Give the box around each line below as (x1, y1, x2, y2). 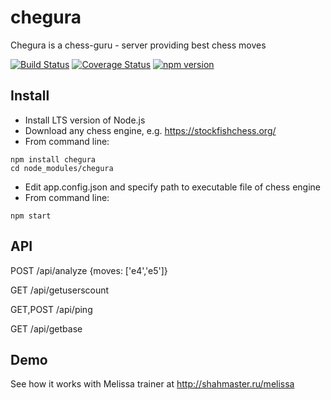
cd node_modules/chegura (10, 163, 114, 173)
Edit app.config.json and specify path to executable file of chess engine (24, 181, 322, 193)
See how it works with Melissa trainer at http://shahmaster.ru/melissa (10, 378, 295, 390)
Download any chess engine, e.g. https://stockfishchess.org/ (24, 124, 277, 136)
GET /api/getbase (10, 322, 83, 335)
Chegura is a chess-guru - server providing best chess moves (10, 39, 267, 51)
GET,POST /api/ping (10, 303, 93, 315)
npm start (10, 211, 52, 221)
